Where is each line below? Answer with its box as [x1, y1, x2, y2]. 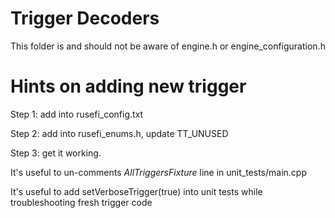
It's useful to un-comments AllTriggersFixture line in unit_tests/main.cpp [10, 166, 307, 178]
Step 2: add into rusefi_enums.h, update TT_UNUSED [10, 127, 229, 139]
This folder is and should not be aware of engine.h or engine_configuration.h [10, 40, 326, 52]
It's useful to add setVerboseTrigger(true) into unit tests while [10, 185, 263, 197]
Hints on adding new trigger [10, 75, 247, 98]
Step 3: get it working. [10, 147, 102, 159]
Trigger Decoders [10, 7, 160, 30]
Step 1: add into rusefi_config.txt [10, 108, 144, 120]
